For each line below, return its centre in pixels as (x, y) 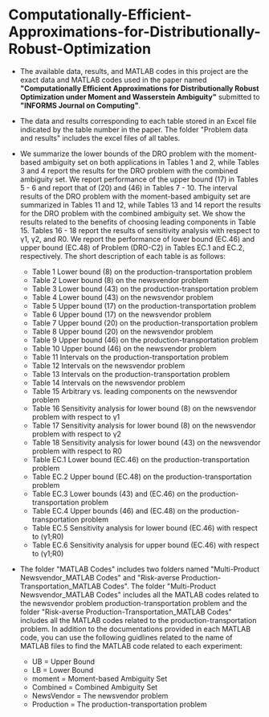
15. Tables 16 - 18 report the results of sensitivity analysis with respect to (140, 230)
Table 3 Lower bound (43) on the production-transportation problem (145, 289)
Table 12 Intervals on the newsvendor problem (108, 365)
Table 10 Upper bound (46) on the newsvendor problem (124, 348)
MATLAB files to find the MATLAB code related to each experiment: (131, 645)
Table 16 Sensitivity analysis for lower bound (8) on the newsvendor (144, 408)
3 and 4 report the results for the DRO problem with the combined (129, 170)
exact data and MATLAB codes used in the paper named (113, 80)
